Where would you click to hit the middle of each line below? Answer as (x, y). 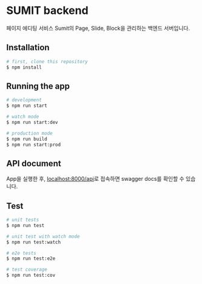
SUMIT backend (48, 11)
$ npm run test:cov (31, 276)
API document (34, 164)
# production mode (29, 133)
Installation (28, 48)
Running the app (38, 86)
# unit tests (23, 220)
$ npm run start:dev (32, 122)
